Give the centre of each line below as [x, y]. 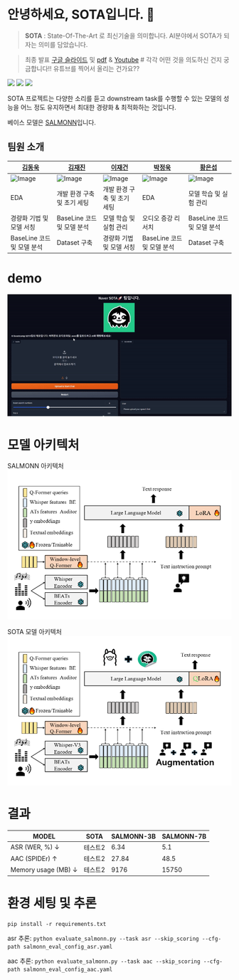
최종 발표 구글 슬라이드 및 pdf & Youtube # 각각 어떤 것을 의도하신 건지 [123, 59]
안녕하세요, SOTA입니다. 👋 [81, 15]
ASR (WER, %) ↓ [35, 847]
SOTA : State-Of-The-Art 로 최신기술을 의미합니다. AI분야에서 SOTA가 [123, 36]
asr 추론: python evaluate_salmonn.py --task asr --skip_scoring [103, 938]
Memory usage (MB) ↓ [44, 870]
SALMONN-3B [134, 836]
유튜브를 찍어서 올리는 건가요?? [96, 68]
